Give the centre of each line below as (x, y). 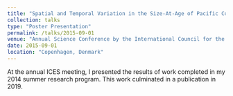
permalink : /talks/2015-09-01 (51, 33)
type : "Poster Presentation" (49, 26)
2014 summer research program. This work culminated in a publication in (112, 79)
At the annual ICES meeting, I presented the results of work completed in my (116, 71)
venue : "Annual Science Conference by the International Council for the (116, 39)
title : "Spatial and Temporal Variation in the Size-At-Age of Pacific (113, 13)
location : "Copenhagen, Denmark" (55, 52)
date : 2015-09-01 (32, 46)
